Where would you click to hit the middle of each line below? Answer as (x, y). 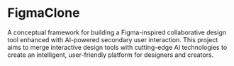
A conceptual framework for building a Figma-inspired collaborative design (117, 32)
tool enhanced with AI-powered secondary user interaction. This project (113, 39)
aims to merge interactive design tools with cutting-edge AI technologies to (117, 47)
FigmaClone (44, 13)
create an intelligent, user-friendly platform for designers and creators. (111, 55)
